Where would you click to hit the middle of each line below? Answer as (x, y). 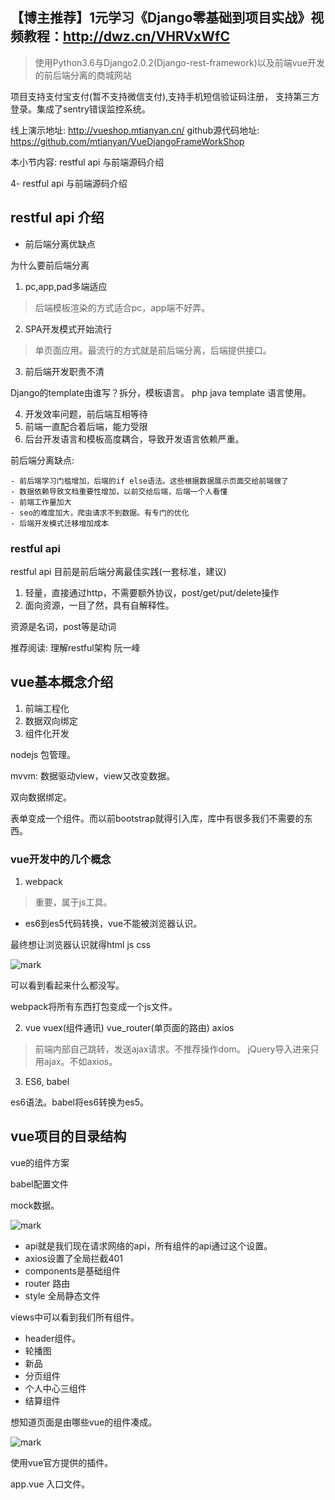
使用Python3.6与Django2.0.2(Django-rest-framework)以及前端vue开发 (180, 62)
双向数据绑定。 (41, 797)
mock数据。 (35, 1205)
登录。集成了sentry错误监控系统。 (80, 109)
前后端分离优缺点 (60, 244)
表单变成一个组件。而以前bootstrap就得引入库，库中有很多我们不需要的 (157, 818)
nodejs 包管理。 (43, 754)
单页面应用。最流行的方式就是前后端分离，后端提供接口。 (153, 350)
